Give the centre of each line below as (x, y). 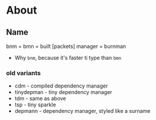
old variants (24, 73)
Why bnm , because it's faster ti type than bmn (68, 58)
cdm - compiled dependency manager (61, 86)
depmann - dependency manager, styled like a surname (82, 111)
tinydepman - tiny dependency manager (63, 92)
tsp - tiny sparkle (35, 105)
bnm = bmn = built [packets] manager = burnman (66, 46)
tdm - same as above (40, 99)
